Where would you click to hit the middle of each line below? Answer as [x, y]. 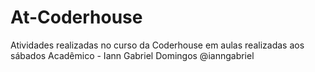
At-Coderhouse [76, 17]
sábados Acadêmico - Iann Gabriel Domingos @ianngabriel [132, 55]
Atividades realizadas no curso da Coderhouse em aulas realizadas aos [157, 45]
